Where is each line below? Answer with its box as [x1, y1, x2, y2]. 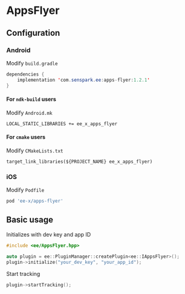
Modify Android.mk [6, 109, 53, 116]
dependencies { [6, 71, 45, 77]
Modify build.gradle [6, 59, 58, 67]
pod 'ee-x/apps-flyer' [6, 198, 63, 204]
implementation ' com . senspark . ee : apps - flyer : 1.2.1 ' [17, 77, 150, 83]
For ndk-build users [6, 96, 56, 103]
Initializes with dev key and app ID [6, 230, 91, 238]
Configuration [6, 28, 60, 38]
